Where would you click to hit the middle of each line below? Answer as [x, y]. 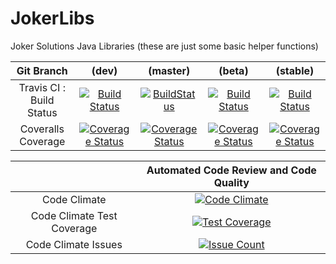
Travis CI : [42, 87]
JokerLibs [52, 18]
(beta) [233, 70]
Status [42, 112]
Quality [231, 182]
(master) [169, 70]
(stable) [295, 70]
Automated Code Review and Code [231, 170]
